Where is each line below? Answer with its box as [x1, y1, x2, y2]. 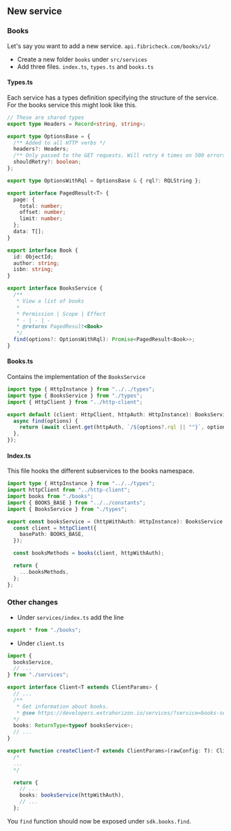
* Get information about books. [16, 703, 109, 710]
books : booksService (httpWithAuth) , [19, 792, 125, 799]
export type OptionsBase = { [7, 133, 91, 140]
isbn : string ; [13, 266, 54, 273]
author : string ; [13, 259, 60, 267]
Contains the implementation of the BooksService [7, 373, 146, 381]
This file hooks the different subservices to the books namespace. [7, 467, 195, 475]
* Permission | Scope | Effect [16, 310, 107, 317]
